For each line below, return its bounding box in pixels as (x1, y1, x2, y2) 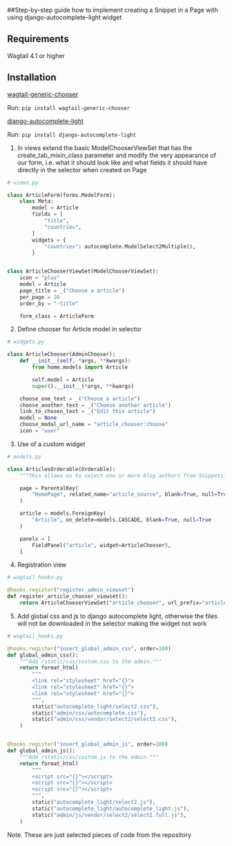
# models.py (7, 453, 41, 460)
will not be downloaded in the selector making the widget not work (17, 619, 207, 627)
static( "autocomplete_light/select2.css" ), (32, 703, 159, 710)
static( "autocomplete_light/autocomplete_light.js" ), (32, 805, 190, 812)
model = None (19, 414, 57, 421)
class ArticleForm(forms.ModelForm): (7, 192, 116, 199)
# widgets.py (7, 338, 45, 345)
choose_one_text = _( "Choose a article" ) (19, 395, 140, 402)
